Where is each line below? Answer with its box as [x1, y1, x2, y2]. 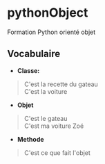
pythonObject [7, 5, 88, 21]
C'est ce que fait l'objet [23, 148, 91, 157]
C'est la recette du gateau [23, 80, 98, 88]
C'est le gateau [23, 114, 68, 122]
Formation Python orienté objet [7, 28, 96, 36]
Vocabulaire [7, 48, 61, 60]
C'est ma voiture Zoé [23, 122, 84, 130]
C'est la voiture [23, 87, 68, 95]
